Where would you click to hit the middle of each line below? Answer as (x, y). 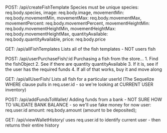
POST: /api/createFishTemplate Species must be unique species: (72, 7)
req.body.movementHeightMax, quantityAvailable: (57, 34)
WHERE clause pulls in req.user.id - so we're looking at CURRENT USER (79, 84)
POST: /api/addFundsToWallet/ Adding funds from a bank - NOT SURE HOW (83, 99)
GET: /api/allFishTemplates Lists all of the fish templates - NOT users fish (80, 49)
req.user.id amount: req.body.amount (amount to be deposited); (71, 110)
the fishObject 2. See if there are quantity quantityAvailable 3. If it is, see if (82, 64)
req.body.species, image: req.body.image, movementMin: (65, 13)
